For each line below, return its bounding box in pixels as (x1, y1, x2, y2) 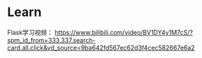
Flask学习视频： (7, 28, 54, 36)
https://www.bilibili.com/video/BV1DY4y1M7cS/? (55, 28, 194, 36)
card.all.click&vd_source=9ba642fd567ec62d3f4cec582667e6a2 (7, 43, 195, 52)
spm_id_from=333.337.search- (7, 36, 96, 44)
